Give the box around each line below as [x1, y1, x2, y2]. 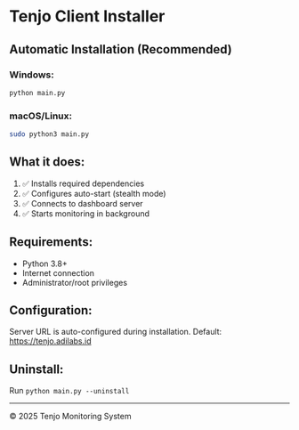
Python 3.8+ [21, 258, 69, 269]
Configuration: [9, 303, 93, 318]
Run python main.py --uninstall [9, 385, 130, 396]
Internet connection [21, 267, 95, 278]
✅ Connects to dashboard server [21, 198, 144, 208]
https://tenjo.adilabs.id [9, 336, 92, 346]
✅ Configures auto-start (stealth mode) [21, 188, 166, 199]
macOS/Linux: [9, 110, 73, 122]
